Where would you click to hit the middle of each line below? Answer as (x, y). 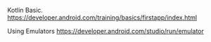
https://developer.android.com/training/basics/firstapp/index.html (102, 17)
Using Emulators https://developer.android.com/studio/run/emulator (105, 31)
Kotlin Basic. (25, 10)
